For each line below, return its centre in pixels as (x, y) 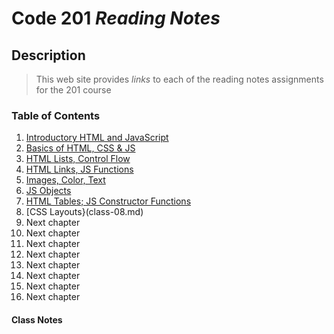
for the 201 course (73, 90)
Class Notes (37, 319)
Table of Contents (56, 115)
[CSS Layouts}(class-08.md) (84, 212)
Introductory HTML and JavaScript (97, 138)
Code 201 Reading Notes (116, 18)
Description (48, 55)
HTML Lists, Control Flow (78, 159)
